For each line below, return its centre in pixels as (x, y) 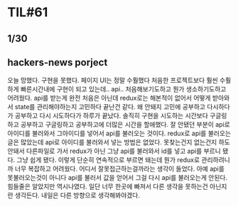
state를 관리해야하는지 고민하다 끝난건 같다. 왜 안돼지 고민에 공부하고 (110, 107)
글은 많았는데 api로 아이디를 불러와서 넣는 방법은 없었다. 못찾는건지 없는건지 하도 (119, 142)
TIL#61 (28, 12)
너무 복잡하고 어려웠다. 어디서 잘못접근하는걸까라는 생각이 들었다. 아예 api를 (120, 169)
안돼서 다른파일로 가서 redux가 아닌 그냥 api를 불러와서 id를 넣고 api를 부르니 (114, 151)
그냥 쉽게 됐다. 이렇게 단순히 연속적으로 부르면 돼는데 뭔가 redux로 (108, 160)
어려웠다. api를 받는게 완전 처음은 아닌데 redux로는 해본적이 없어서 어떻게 (109, 98)
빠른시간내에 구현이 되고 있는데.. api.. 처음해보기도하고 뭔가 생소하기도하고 (123, 89)
